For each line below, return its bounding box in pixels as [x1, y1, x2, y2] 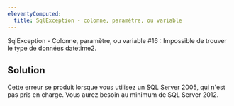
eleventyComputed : [7, 10, 62, 18]
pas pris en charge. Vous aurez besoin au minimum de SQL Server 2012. [7, 90, 219, 99]
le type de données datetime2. [7, 44, 97, 52]
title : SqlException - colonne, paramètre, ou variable [13, 17, 182, 24]
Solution [7, 64, 45, 76]
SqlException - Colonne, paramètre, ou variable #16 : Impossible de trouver [7, 36, 227, 45]
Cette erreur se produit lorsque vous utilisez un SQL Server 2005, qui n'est [7, 83, 225, 92]
